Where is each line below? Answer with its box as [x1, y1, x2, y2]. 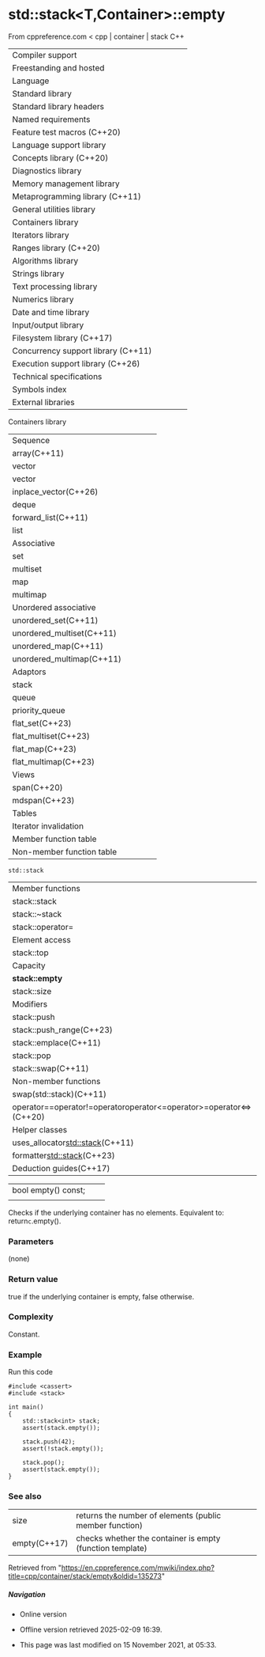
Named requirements [12, 113, 91, 124]
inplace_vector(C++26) [12, 486, 99, 497]
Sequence [12, 434, 50, 446]
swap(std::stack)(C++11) [12, 1088, 107, 1099]
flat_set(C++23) [12, 718, 73, 729]
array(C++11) [12, 447, 65, 458]
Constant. [8, 1329, 40, 1339]
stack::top [12, 947, 49, 958]
